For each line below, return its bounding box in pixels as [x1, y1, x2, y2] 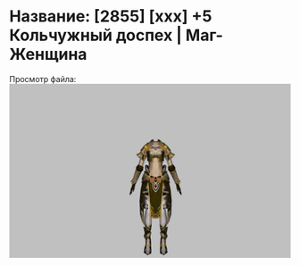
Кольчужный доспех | [9, 25, 183, 46]
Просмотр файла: [9, 73, 77, 84]
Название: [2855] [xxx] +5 [9, 6, 212, 27]
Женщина [9, 45, 87, 64]
